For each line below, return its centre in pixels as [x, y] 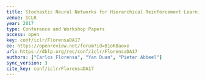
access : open [23, 35]
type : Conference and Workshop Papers [56, 29]
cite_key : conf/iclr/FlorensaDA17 [50, 69]
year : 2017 [20, 23]
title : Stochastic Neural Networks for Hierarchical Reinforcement [94, 12]
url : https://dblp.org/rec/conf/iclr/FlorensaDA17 [72, 52]
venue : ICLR [21, 18]
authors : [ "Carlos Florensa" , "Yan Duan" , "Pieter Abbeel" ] [85, 57]
